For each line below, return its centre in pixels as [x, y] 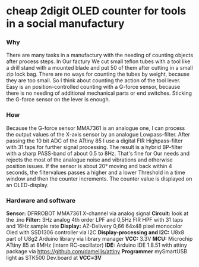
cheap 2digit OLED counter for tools [96, 11]
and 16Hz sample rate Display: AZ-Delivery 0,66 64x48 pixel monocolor [94, 226]
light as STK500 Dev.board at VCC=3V [54, 258]
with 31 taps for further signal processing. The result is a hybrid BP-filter [94, 147]
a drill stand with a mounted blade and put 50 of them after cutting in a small [99, 68]
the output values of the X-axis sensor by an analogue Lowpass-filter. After [98, 134]
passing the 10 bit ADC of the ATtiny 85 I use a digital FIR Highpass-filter [94, 141]
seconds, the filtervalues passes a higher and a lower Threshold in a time [96, 172]
